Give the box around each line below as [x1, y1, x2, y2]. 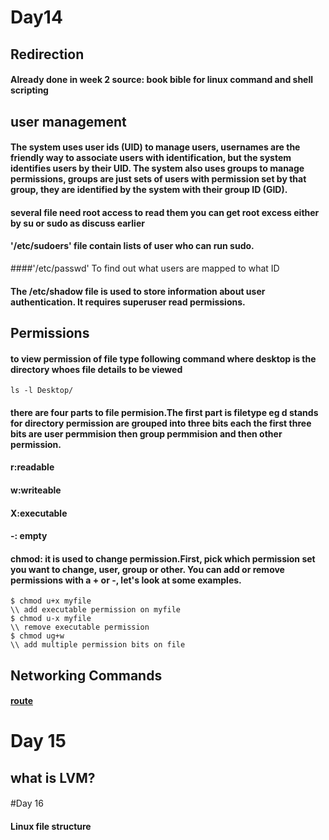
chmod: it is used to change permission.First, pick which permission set [10, 552, 316, 565]
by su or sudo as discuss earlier [10, 217, 145, 229]
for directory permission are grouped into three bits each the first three [10, 417, 312, 429]
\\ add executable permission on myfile [10, 605, 182, 615]
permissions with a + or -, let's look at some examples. [10, 574, 242, 586]
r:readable [10, 461, 55, 473]
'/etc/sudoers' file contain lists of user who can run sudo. [10, 240, 255, 252]
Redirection [10, 46, 85, 63]
